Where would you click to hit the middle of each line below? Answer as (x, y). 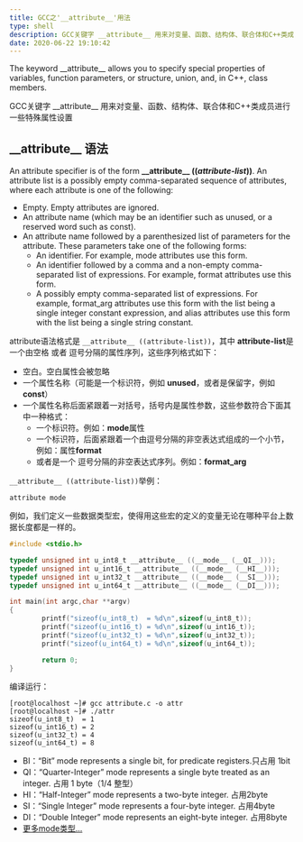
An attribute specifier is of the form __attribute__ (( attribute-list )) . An (138, 171)
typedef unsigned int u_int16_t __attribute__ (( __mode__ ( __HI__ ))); (145, 569)
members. (28, 87)
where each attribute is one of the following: (92, 190)
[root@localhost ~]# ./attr (62, 712)
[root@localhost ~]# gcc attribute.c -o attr (96, 704)
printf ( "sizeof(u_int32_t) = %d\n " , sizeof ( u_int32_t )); (149, 635)
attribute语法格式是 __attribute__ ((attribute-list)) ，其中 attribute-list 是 (152, 341)
